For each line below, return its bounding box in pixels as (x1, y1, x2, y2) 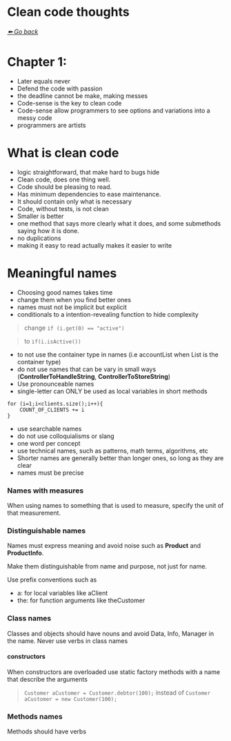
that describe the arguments (7, 675, 88, 683)
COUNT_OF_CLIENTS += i (19, 406, 85, 413)
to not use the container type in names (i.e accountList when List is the (17, 350, 219, 359)
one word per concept (17, 439, 81, 447)
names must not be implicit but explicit (17, 303, 128, 311)
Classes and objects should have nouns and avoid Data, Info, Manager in (7, 629, 214, 638)
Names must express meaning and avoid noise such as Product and (7, 542, 201, 550)
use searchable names (17, 424, 82, 433)
